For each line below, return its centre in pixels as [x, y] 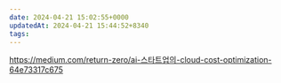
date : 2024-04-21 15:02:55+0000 [69, 17]
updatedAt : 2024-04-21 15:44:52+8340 [79, 26]
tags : [19, 34]
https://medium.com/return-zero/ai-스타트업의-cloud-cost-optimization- [141, 60]
